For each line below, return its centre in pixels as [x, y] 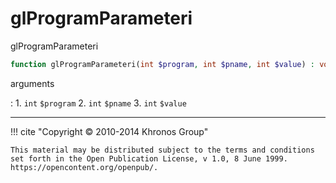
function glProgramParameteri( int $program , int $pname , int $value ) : [162, 64]
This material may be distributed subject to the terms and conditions [162, 150]
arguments [32, 83]
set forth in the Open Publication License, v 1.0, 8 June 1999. [149, 158]
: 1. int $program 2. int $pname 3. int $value [98, 103]
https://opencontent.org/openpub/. [84, 167]
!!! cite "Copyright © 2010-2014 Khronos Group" [109, 131]
